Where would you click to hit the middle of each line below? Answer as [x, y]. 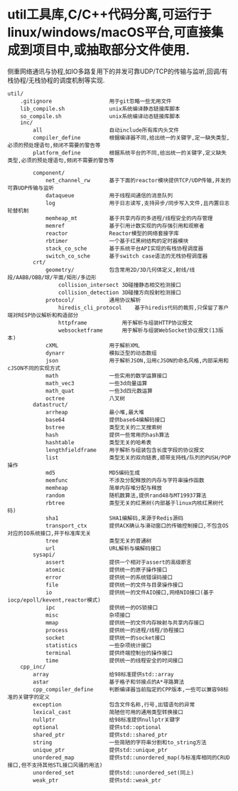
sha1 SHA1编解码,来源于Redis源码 [114, 518]
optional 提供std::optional [97, 727]
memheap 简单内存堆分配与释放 [103, 488]
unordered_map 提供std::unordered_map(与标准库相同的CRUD [131, 758]
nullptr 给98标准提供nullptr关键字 [107, 720]
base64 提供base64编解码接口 [105, 420]
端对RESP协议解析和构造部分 [43, 315]
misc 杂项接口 [88, 615]
